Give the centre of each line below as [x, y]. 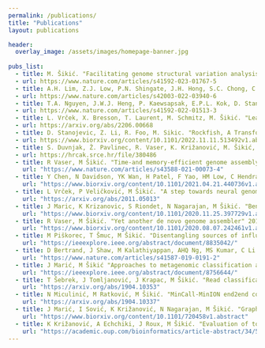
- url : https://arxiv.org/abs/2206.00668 [84, 126]
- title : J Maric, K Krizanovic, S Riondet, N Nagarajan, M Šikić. [129, 206]
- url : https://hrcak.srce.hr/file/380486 [86, 155]
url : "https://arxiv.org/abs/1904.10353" [91, 287]
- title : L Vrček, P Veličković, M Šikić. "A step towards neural [127, 191]
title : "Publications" [45, 23]
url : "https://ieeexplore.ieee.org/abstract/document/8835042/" [130, 243]
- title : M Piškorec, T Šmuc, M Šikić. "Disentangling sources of [127, 236]
